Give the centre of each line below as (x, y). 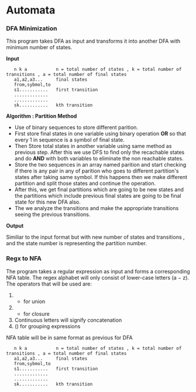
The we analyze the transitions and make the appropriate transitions (97, 208)
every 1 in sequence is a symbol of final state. (69, 140)
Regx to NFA (24, 259)
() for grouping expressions (47, 326)
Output (15, 226)
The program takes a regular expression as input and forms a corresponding (98, 271)
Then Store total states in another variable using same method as (93, 146)
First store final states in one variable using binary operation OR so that (100, 134)
